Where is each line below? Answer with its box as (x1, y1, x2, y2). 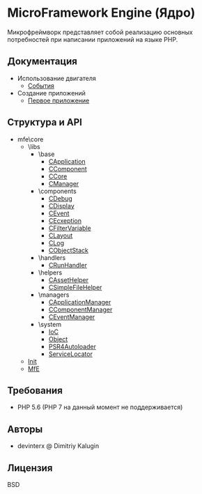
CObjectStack (48, 246, 88, 254)
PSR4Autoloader (48, 342, 96, 350)
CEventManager (48, 312, 95, 321)
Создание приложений (17, 88, 86, 97)
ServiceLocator (48, 350, 93, 358)
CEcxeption (48, 216, 82, 224)
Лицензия (7, 462, 53, 474)
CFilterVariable (48, 224, 92, 232)
